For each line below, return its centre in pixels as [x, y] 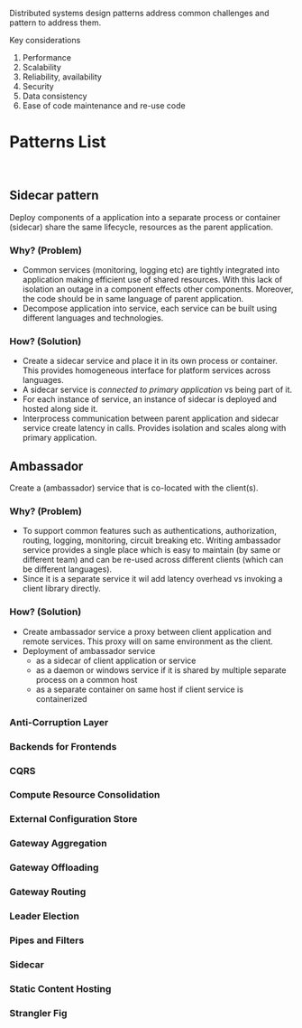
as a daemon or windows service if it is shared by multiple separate [161, 670]
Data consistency [55, 96]
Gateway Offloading [54, 868]
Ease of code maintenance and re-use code [104, 106]
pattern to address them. [55, 23]
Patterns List [58, 142]
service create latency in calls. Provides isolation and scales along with [154, 428]
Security [38, 86]
